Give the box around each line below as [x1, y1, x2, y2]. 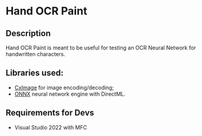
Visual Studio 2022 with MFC [14, 123, 88, 131]
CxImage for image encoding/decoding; [14, 84, 114, 91]
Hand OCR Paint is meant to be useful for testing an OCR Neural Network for [5, 44, 197, 51]
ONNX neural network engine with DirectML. [14, 90, 126, 97]
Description [5, 28, 51, 39]
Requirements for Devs [5, 108, 94, 118]
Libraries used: [5, 68, 64, 78]
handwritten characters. [5, 51, 66, 58]
